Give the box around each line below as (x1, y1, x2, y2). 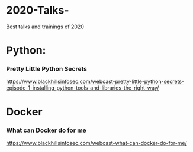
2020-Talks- (6, 4, 69, 17)
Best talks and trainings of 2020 (6, 23, 84, 30)
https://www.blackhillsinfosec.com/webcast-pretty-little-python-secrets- (6, 78, 185, 85)
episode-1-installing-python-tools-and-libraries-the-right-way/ (6, 84, 159, 91)
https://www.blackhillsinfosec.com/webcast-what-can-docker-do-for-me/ (6, 139, 188, 146)
